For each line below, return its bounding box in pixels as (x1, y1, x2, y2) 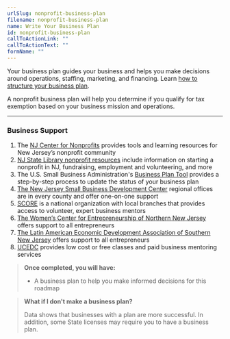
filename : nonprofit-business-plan (7, 16, 109, 23)
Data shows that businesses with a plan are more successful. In (23, 311, 204, 319)
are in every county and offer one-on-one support (16, 192, 159, 201)
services (16, 251, 42, 259)
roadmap (34, 284, 60, 292)
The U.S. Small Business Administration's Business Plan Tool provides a (16, 171, 219, 179)
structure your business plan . (7, 81, 90, 90)
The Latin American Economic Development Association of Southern (16, 229, 211, 237)
